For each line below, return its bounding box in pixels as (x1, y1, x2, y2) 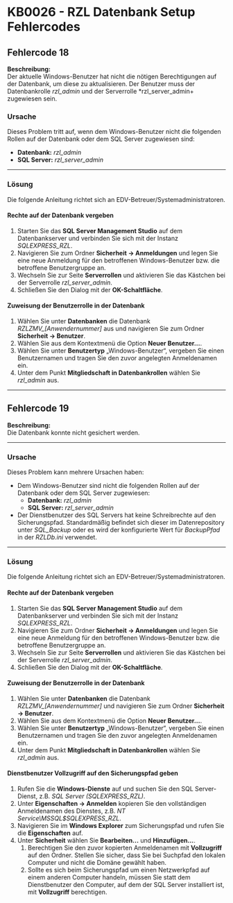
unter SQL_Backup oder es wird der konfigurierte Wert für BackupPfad (17, 525, 221, 534)
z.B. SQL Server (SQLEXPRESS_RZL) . (39, 792, 146, 800)
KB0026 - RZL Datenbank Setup (7, 4, 196, 20)
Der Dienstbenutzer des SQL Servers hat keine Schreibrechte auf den (17, 511, 216, 519)
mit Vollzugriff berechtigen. (27, 888, 107, 896)
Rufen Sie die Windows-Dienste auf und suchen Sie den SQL (17, 785, 194, 793)
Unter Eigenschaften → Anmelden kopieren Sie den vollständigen (17, 800, 207, 808)
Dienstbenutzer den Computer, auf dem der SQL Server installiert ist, (27, 881, 225, 889)
